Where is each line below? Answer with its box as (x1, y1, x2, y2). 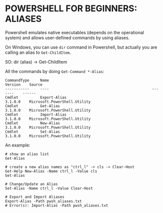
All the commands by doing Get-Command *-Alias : (5, 68, 104, 74)
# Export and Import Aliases (5, 194, 65, 199)
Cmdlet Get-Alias (5, 103, 60, 108)
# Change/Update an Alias (5, 182, 58, 187)
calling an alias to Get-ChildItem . (5, 49, 71, 55)
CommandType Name (5, 78, 49, 83)
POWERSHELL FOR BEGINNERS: (5, 3, 138, 14)
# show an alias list (5, 151, 49, 157)
